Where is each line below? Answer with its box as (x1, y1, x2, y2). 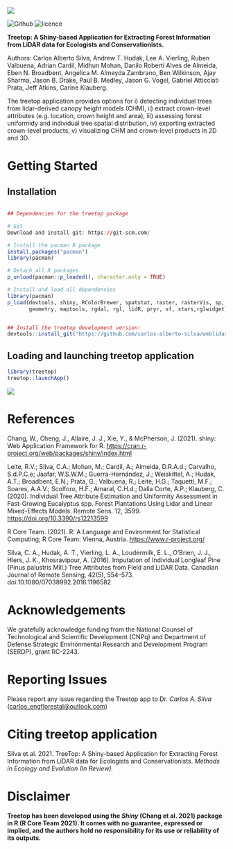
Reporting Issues (7, 671, 107, 687)
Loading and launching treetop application (7, 349, 194, 361)
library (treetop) (7, 368, 58, 375)
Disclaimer (7, 789, 71, 804)
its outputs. (7, 834, 42, 842)
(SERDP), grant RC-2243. (7, 647, 80, 656)
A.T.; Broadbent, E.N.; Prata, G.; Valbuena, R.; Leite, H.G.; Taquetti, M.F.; (7, 477, 213, 486)
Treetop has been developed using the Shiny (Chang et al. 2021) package (7, 811, 223, 820)
